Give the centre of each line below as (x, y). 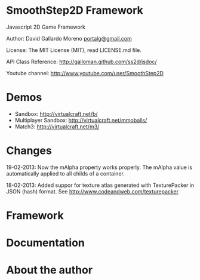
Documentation (46, 243)
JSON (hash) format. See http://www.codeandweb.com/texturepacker (93, 191)
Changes (29, 151)
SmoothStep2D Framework (75, 10)
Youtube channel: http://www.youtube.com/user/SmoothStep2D (85, 73)
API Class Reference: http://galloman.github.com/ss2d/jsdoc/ (81, 61)
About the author (50, 270)
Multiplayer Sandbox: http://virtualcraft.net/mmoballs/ (81, 120)
